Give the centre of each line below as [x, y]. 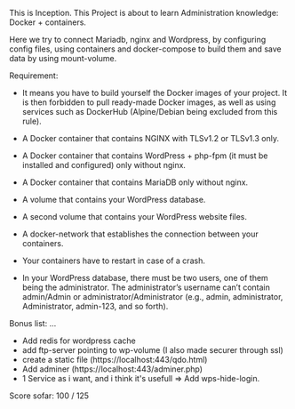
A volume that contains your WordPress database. [114, 200]
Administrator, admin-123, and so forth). [95, 306]
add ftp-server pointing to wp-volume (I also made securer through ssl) [153, 350]
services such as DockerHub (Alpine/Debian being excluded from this [150, 112]
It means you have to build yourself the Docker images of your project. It [155, 93]
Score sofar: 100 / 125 [49, 396]
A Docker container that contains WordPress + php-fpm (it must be [145, 156]
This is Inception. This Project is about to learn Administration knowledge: [144, 13]
